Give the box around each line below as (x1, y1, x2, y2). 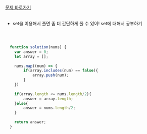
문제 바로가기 (5, 5, 31, 10)
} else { (14, 101, 28, 106)
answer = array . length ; (23, 96, 73, 101)
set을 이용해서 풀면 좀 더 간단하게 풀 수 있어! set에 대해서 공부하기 (12, 21, 142, 26)
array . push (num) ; (32, 73, 69, 78)
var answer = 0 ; (14, 49, 49, 54)
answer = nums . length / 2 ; (23, 105, 76, 111)
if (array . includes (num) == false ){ (23, 68, 99, 73)
